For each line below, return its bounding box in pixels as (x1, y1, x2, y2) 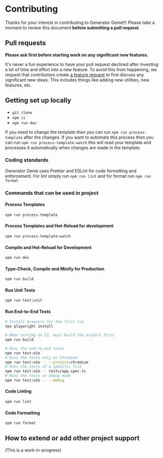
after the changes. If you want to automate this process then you (23, 134, 154, 140)
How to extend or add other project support (5, 434, 140, 442)
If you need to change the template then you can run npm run (5, 129, 127, 135)
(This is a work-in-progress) (5, 447, 62, 453)
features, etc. (5, 82, 32, 88)
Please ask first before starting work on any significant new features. (5, 52, 149, 58)
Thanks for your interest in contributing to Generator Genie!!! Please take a (5, 20, 155, 25)
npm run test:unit (5, 298, 42, 303)
